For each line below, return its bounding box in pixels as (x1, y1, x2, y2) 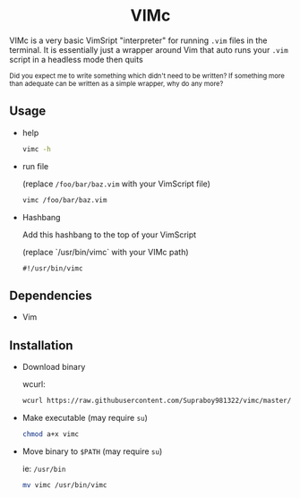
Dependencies (9, 288, 92, 303)
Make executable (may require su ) (21, 413, 148, 423)
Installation (9, 338, 73, 353)
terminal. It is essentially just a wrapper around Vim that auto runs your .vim (9, 44, 288, 55)
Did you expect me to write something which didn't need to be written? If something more (9, 71, 285, 81)
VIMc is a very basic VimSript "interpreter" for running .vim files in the (9, 35, 268, 46)
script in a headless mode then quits (9, 54, 143, 64)
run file (21, 160, 49, 171)
